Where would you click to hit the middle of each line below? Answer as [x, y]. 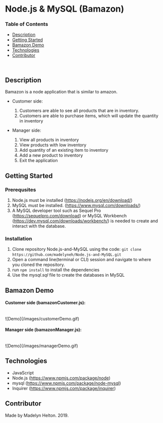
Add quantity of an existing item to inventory [64, 150]
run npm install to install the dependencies [56, 270]
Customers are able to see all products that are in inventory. [79, 111]
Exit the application [38, 160]
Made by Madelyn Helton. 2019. [37, 415]
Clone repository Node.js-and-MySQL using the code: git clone [77, 249]
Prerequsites [21, 190]
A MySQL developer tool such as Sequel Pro [56, 211]
